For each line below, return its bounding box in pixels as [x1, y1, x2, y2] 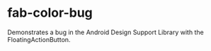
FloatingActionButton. [7, 35, 71, 43]
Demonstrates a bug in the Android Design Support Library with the [7, 28, 204, 36]
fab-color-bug [7, 5, 93, 21]
